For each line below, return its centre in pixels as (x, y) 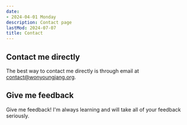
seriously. (18, 116)
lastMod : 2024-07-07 (31, 28)
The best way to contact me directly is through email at (73, 71)
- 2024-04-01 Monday (31, 17)
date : (13, 11)
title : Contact (25, 33)
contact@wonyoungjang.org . (41, 77)
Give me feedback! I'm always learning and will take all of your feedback (93, 109)
